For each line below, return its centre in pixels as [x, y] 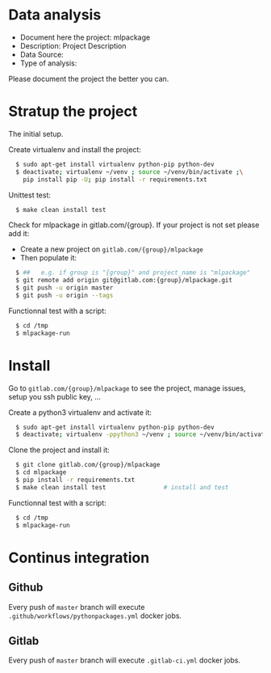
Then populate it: [48, 258]
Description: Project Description [73, 45]
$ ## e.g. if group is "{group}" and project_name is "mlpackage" [133, 273]
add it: [19, 234]
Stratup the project [73, 112]
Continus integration [79, 558]
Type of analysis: [48, 63]
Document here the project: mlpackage [85, 37]
